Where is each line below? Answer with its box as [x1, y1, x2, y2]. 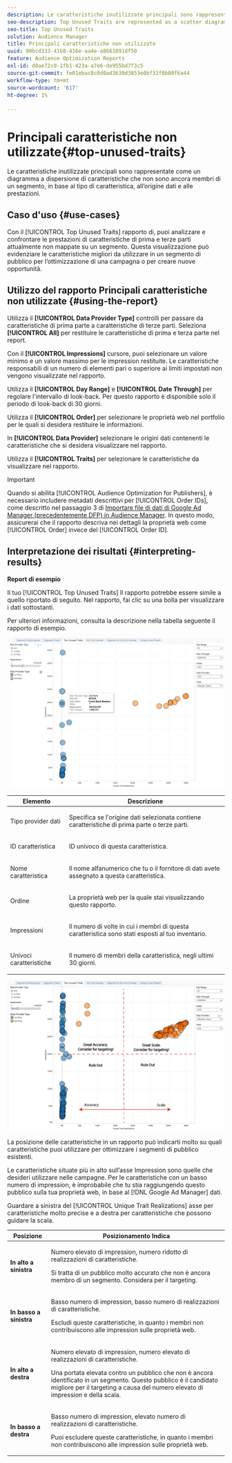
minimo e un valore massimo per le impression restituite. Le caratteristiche [7, 357, 219, 365]
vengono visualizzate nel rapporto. [7, 371, 106, 380]
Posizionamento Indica [102, 1232, 171, 1240]
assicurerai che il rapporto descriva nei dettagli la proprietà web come [7, 518, 207, 526]
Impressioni [10, 925, 43, 934]
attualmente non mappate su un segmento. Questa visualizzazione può [7, 242, 209, 251]
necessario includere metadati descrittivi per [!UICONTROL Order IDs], [7, 496, 209, 504]
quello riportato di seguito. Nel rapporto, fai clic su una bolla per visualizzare [7, 596, 224, 604]
